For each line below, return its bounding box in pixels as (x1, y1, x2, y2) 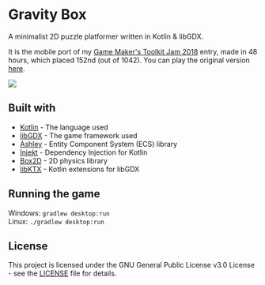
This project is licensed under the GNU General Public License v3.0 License (8, 261, 256, 270)
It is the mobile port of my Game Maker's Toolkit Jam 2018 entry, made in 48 (8, 47, 258, 56)
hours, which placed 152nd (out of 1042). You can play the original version (8, 55, 251, 65)
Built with (8, 101, 56, 115)
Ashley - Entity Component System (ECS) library (19, 139, 178, 148)
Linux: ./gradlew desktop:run (8, 216, 104, 226)
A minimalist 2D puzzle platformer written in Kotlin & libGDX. (8, 32, 204, 41)
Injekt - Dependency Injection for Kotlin (19, 148, 148, 157)
